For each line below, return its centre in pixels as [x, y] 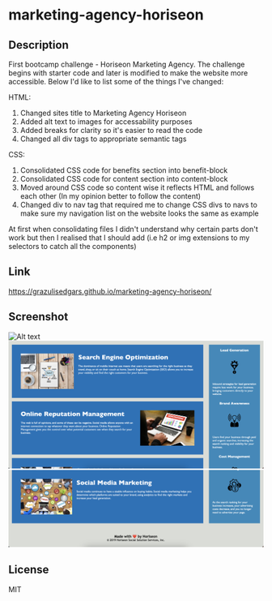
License [29, 570]
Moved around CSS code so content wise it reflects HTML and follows [137, 187]
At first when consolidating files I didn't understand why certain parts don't [134, 229]
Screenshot [38, 317]
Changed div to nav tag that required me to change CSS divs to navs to [138, 205]
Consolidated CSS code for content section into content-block [124, 179]
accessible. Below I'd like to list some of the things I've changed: [116, 82]
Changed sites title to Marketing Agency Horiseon [103, 113]
